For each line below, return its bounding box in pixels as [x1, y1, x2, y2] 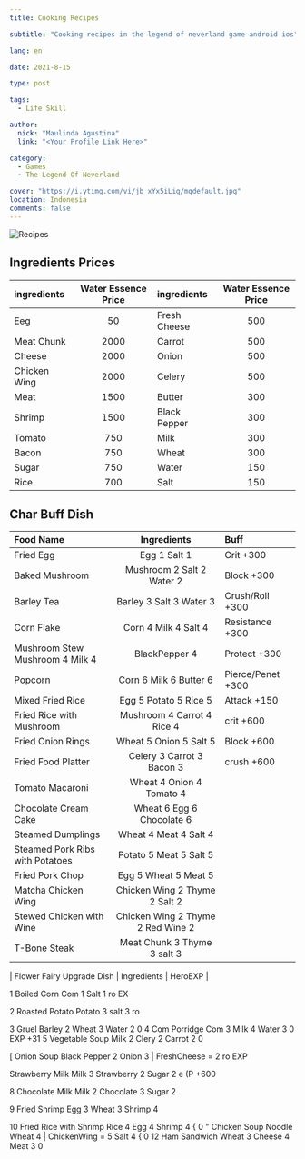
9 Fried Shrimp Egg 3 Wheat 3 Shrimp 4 [9, 1104, 159, 1114]
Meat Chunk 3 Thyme [119, 936, 212, 949]
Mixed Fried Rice [14, 694, 86, 707]
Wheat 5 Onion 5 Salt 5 [116, 735, 216, 748]
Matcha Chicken [14, 884, 84, 896]
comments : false [9, 204, 71, 213]
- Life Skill [17, 104, 67, 114]
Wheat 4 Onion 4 [129, 776, 202, 789]
